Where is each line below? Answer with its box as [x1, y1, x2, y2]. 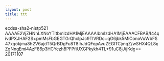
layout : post [5, 7, 32, 12]
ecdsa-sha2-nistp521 [5, 25, 48, 31]
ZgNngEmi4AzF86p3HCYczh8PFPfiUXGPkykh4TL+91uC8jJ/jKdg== [5, 46, 141, 52]
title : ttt [5, 12, 27, 17]
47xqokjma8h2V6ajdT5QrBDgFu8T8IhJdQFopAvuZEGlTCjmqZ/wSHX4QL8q [5, 41, 159, 46]
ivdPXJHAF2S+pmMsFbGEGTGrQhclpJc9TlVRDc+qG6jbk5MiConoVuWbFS [5, 35, 158, 41]
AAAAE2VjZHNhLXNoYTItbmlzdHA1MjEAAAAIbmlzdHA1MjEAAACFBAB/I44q [5, 30, 160, 36]
